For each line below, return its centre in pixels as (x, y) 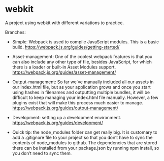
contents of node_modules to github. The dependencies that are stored (84, 143)
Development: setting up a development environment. (67, 117)
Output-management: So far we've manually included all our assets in (83, 82)
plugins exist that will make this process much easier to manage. (78, 102)
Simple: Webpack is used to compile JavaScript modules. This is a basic (85, 42)
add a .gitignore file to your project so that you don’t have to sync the (82, 137)
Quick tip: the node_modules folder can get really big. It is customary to (85, 132)
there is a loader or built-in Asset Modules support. (64, 67)
